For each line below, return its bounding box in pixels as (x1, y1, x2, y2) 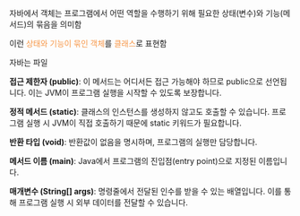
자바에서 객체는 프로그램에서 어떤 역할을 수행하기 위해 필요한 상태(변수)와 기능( (9, 8, 284, 18)
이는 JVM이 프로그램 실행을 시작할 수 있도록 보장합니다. (28, 88, 222, 98)
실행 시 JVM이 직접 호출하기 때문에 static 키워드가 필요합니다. (25, 117, 242, 128)
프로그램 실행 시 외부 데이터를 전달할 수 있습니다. (18, 197, 188, 208)
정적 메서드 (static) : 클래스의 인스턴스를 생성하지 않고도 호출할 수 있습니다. (9, 107, 270, 117)
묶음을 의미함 (35, 19, 82, 30)
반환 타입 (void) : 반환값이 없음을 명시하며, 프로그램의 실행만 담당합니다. (9, 137, 258, 147)
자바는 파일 (9, 57, 48, 67)
